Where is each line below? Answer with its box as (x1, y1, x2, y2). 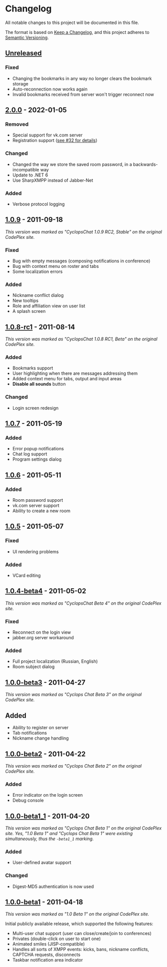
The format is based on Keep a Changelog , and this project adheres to (5, 29, 150, 35)
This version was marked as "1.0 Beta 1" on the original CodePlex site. (5, 911, 150, 917)
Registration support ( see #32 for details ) (12, 137, 98, 143)
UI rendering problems (12, 548, 59, 555)
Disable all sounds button (12, 381, 66, 387)
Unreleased (5, 49, 42, 57)
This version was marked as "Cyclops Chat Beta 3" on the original (5, 692, 142, 698)
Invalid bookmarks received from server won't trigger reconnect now (12, 91, 155, 97)
